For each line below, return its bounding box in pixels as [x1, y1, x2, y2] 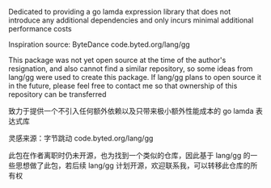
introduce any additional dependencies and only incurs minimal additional [8, 15, 254, 25]
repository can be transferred [8, 90, 107, 99]
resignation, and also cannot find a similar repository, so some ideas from [8, 64, 253, 73]
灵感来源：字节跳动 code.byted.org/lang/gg [8, 133, 154, 143]
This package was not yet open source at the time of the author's [8, 56, 227, 65]
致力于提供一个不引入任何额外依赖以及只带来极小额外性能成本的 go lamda [8, 107, 254, 115]
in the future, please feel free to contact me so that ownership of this [8, 81, 238, 90]
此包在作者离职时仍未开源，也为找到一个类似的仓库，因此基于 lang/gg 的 [8, 151, 251, 160]
